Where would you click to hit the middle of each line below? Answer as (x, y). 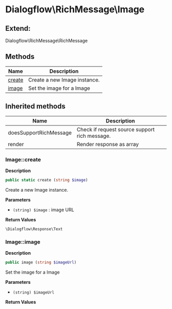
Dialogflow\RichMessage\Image (75, 9)
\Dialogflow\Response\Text (34, 229)
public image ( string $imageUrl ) (41, 262)
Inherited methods (35, 106)
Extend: (18, 28)
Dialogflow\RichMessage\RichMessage (47, 40)
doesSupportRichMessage (40, 133)
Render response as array (108, 144)
